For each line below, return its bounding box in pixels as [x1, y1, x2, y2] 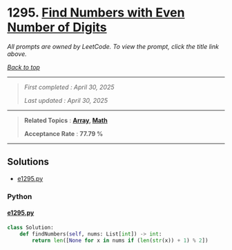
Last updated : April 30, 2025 [23, 96, 108, 104]
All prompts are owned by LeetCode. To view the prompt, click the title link [7, 42, 220, 50]
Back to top [7, 63, 40, 71]
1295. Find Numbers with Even [7, 5, 185, 21]
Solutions [7, 156, 50, 168]
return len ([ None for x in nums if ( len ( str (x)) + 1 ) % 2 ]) [32, 237, 209, 244]
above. [7, 50, 27, 58]
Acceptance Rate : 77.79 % [23, 129, 104, 137]
